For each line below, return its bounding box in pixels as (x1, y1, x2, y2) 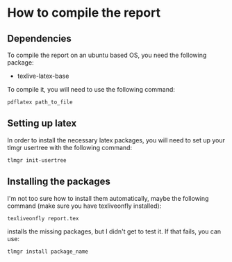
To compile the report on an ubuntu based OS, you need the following (7, 51, 207, 59)
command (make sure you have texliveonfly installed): (7, 202, 162, 210)
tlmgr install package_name (7, 248, 89, 255)
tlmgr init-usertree (7, 156, 67, 164)
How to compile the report (7, 5, 161, 21)
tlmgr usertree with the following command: (7, 143, 133, 152)
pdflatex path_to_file (7, 99, 73, 106)
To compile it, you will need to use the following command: (7, 85, 176, 93)
